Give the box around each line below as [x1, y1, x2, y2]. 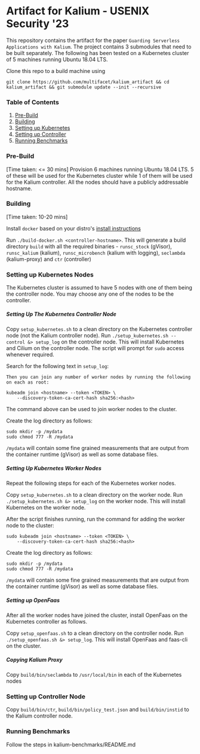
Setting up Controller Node [6, 692, 85, 701]
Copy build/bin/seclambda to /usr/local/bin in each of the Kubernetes [6, 671, 182, 678]
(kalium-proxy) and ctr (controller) [6, 256, 91, 263]
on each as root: [6, 379, 50, 385]
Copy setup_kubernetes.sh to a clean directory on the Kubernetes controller [6, 326, 193, 333]
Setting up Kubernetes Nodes [6, 270, 94, 279]
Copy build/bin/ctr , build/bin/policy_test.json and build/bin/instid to [6, 706, 189, 713]
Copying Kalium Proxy [6, 656, 63, 663]
